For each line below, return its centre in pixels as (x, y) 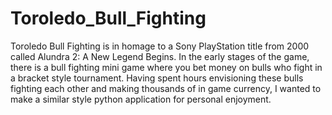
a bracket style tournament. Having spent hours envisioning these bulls (157, 78)
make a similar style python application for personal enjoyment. (141, 99)
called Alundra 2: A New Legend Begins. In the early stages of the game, (160, 56)
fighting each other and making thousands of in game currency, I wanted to (166, 88)
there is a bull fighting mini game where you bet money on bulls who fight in (166, 67)
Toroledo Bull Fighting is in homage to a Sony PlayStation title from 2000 (160, 46)
